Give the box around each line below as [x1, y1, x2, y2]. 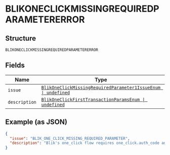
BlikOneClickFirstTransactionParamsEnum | [41, 97, 145, 102]
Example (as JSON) [5, 118, 67, 127]
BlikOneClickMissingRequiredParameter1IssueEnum [41, 85, 161, 90]
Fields [5, 61, 25, 70]
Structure [5, 34, 36, 43]
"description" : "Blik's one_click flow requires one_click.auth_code [10, 140, 159, 146]
